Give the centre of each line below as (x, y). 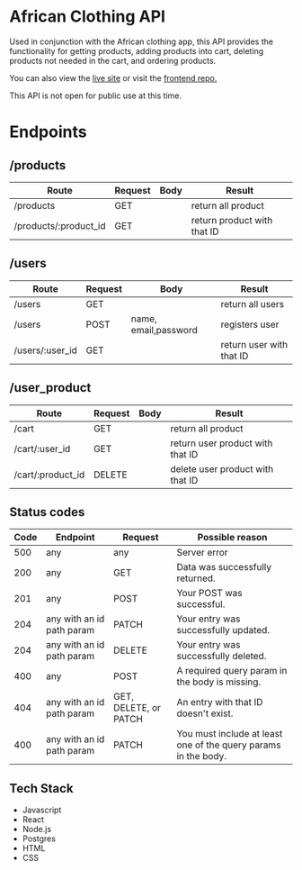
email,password (164, 330)
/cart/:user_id (42, 449)
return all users (253, 304)
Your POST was (209, 594)
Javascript (42, 810)
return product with (232, 220)
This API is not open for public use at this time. (96, 95)
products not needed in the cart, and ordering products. (113, 60)
